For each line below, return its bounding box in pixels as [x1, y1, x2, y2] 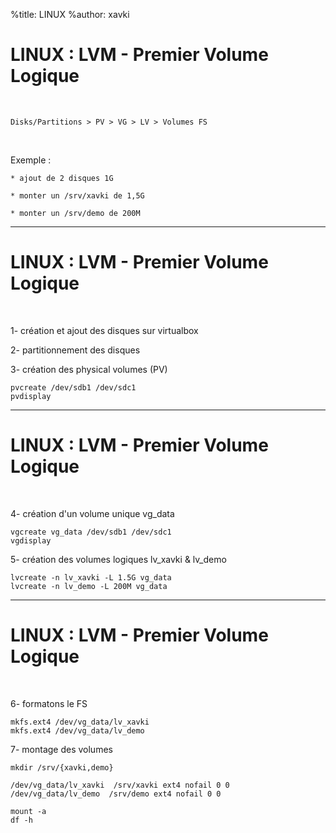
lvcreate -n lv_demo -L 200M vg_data [10, 581, 168, 591]
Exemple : [10, 154, 52, 166]
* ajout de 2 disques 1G [10, 173, 114, 183]
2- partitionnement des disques [10, 344, 141, 356]
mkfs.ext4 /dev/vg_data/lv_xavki [10, 717, 150, 727]
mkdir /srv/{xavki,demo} [10, 762, 114, 773]
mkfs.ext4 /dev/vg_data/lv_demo [10, 725, 145, 736]
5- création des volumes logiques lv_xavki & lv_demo [10, 553, 227, 565]
